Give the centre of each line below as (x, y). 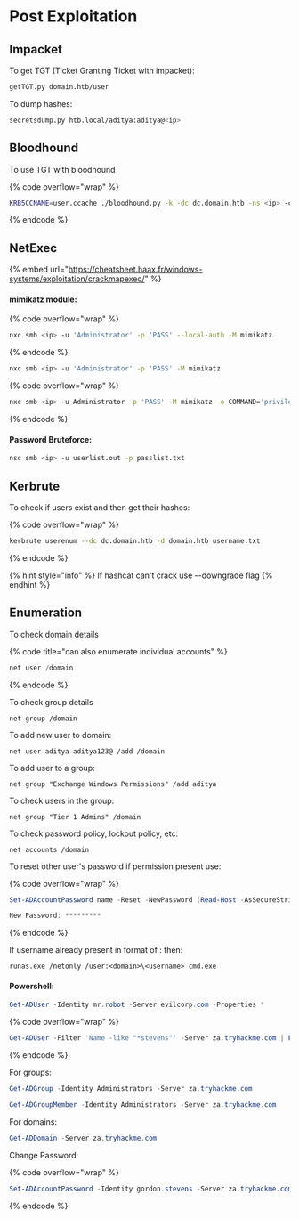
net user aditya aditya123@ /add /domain (87, 751)
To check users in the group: (62, 800)
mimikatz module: (43, 299)
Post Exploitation (73, 16)
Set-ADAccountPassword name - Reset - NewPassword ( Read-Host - (127, 900)
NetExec (33, 248)
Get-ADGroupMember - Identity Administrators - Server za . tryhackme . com (143, 1105)
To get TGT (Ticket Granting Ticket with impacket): (102, 70)
